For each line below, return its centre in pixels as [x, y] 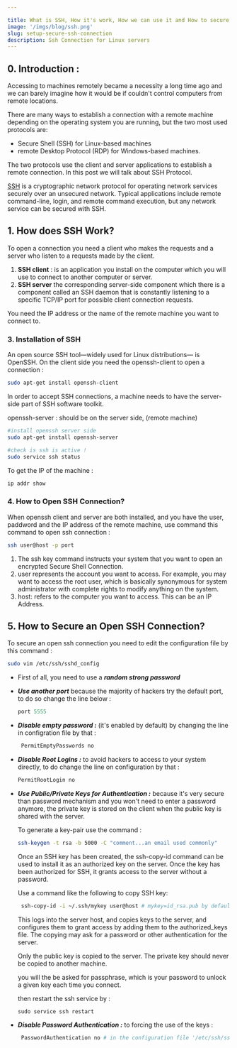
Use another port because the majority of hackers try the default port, [120, 691]
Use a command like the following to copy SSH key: [93, 893]
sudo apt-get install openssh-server [63, 437]
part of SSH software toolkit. [62, 404]
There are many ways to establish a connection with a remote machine [110, 115]
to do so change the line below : [64, 699]
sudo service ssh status [44, 457]
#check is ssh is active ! [47, 450]
